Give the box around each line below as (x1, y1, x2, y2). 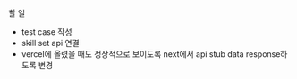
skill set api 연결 (21, 38, 80, 48)
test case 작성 (21, 27, 72, 37)
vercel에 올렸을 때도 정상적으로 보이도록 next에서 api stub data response (21, 49, 281, 59)
